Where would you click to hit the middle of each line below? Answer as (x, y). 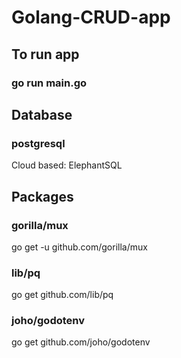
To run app (45, 54)
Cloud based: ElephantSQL (67, 165)
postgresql (38, 143)
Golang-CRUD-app (91, 17)
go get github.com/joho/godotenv (81, 342)
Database (42, 114)
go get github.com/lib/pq (62, 295)
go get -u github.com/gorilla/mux (79, 247)
